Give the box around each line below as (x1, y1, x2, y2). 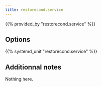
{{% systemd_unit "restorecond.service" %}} (5, 48, 98, 55)
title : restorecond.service (5, 7, 64, 12)
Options (5, 35, 31, 44)
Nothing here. (5, 76, 33, 82)
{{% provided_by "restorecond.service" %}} (5, 21, 96, 27)
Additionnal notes (5, 63, 62, 71)
